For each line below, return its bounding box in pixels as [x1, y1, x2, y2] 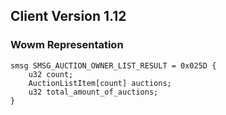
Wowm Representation [10, 38, 124, 52]
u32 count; [28, 69, 74, 79]
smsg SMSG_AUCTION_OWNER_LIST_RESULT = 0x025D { [10, 60, 217, 71]
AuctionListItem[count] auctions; [28, 78, 172, 88]
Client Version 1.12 [10, 8, 127, 25]
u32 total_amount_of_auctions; [28, 87, 159, 97]
